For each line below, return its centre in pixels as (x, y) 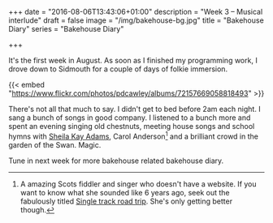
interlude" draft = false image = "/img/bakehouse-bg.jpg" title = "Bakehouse (136, 20)
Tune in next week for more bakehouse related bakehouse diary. (116, 161)
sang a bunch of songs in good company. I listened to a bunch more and (130, 118)
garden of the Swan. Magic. (55, 144)
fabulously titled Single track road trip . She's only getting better (126, 201)
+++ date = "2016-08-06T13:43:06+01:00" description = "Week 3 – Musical (136, 12)
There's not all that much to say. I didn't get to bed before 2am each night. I (135, 109)
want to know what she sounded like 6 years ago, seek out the (125, 192)
